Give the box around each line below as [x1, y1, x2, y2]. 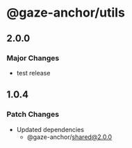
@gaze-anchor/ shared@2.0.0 [26, 133, 113, 141]
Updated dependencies [16, 125, 85, 133]
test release [16, 68, 51, 77]
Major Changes [6, 53, 60, 63]
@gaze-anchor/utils [6, 5, 126, 21]
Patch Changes [6, 109, 60, 119]
